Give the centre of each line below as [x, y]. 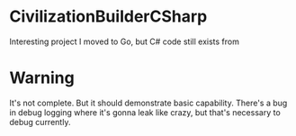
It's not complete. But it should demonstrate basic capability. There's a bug [148, 103]
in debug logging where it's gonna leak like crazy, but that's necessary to [145, 112]
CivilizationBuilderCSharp [108, 17]
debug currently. [40, 122]
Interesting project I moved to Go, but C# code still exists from [125, 41]
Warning [42, 78]
